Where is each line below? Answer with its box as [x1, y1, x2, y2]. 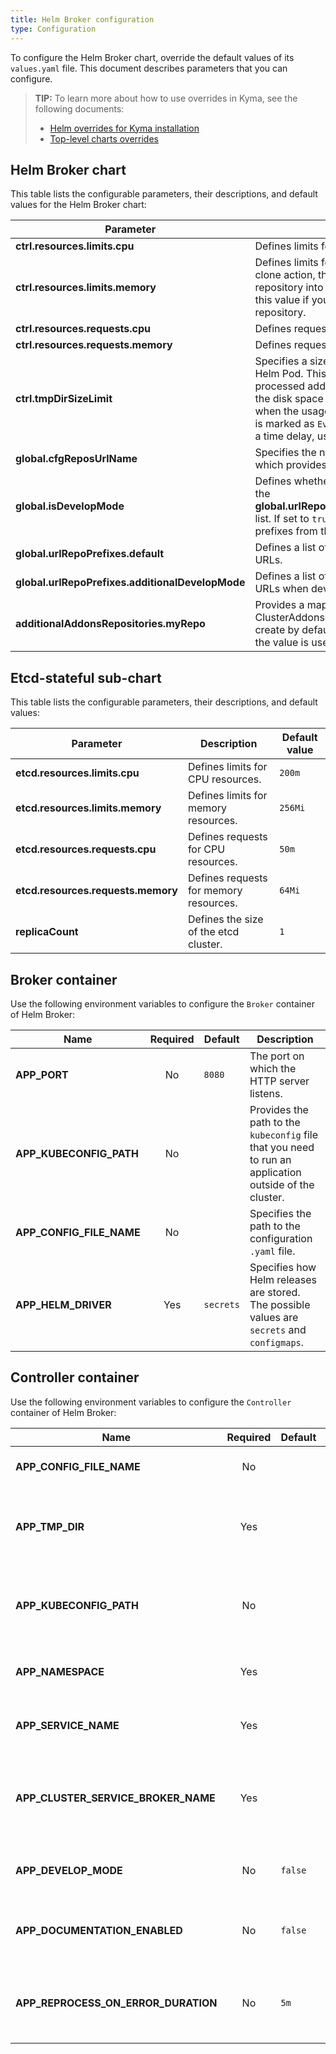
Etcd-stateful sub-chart [10, 669, 162, 686]
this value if [254, 293, 310, 307]
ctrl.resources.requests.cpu [15, 322, 152, 336]
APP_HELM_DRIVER [15, 1297, 112, 1311]
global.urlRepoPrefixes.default [15, 547, 165, 561]
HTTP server [249, 1074, 310, 1088]
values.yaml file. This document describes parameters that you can [10, 62, 288, 74]
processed [254, 379, 306, 393]
